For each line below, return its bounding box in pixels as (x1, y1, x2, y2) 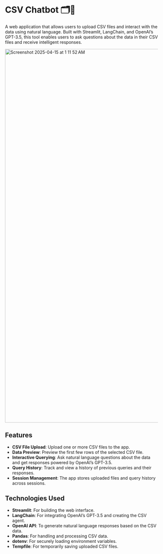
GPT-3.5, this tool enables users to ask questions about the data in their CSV (5, 34, 158, 40)
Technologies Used (5, 494, 65, 502)
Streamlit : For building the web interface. (12, 507, 95, 513)
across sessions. (12, 480, 46, 486)
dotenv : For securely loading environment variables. (12, 538, 117, 544)
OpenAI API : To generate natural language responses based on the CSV (12, 522, 157, 528)
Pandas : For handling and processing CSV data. (12, 533, 108, 539)
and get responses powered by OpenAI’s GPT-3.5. (12, 459, 113, 465)
